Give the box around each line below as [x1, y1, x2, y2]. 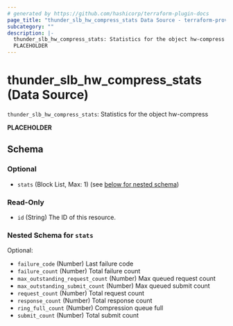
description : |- [7, 29, 54, 37]
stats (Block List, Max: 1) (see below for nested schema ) [17, 180, 180, 188]
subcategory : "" [7, 23, 54, 30]
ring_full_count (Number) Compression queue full [17, 304, 164, 312]
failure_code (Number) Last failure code [17, 259, 134, 268]
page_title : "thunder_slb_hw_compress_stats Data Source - [7, 17, 182, 24]
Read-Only [7, 197, 45, 207]
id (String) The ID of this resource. [17, 213, 116, 221]
